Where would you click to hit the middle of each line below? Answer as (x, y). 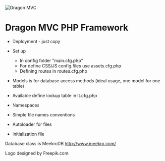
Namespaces (26, 105)
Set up (19, 51)
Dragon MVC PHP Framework (67, 28)
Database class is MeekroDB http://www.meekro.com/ (61, 143)
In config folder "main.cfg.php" (51, 60)
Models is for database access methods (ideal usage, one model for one (86, 80)
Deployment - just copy (36, 41)
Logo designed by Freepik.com (37, 153)
